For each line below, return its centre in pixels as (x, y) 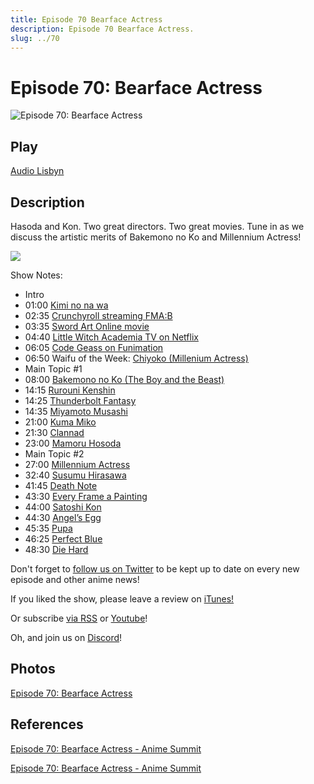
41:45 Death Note (61, 485)
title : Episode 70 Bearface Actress (86, 19)
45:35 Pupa (48, 528)
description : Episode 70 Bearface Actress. (102, 29)
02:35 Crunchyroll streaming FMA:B (98, 315)
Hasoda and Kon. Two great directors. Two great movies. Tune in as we (157, 226)
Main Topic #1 (53, 368)
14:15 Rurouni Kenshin (70, 390)
